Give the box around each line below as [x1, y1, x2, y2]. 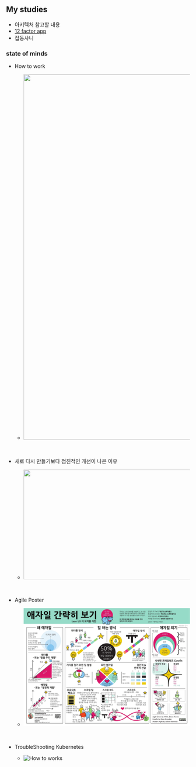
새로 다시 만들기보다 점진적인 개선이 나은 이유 [14, 458, 118, 465]
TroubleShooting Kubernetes [14, 743, 84, 750]
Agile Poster [14, 596, 44, 604]
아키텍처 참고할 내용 [14, 20, 60, 28]
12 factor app [14, 27, 47, 34]
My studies [6, 5, 48, 15]
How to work [14, 63, 45, 70]
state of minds [6, 49, 48, 57]
